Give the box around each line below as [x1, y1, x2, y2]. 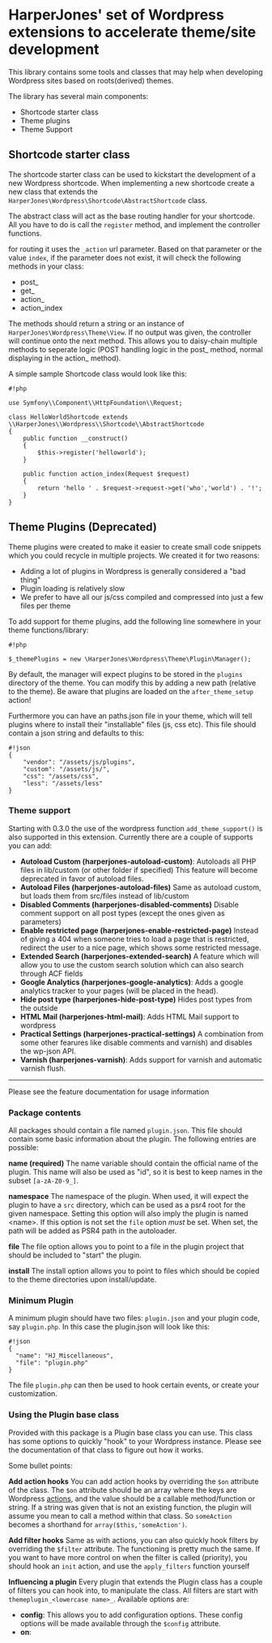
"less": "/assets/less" [23, 779, 104, 787]
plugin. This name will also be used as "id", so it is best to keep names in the [8, 1167, 263, 1177]
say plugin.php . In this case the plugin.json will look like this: [8, 1322, 210, 1332]
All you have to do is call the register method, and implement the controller [8, 219, 261, 229]
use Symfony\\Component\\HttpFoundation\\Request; [8, 399, 183, 407]
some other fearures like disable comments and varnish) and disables [19, 1037, 253, 1047]
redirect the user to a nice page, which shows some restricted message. [19, 942, 261, 952]
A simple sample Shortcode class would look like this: [8, 369, 188, 378]
